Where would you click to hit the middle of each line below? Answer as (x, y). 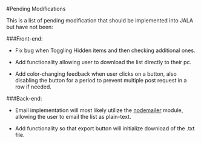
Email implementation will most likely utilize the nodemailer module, (99, 110)
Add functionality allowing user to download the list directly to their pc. (103, 62)
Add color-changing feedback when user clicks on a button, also (96, 74)
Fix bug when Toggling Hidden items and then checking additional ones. (105, 50)
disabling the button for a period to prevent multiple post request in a (101, 80)
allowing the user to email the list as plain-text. (73, 117)
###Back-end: (24, 98)
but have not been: (30, 27)
